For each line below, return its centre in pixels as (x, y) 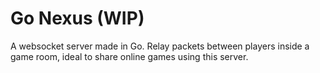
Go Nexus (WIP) (77, 18)
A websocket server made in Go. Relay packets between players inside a (160, 46)
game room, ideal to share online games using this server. (129, 56)
